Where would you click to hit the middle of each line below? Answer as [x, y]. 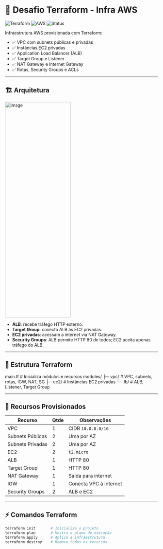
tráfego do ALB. [28, 345]
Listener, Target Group [27, 387]
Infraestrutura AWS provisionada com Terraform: [54, 33]
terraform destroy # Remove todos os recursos [56, 542]
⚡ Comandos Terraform [41, 515]
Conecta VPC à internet [95, 484]
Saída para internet [90, 476]
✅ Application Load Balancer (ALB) [47, 53]
